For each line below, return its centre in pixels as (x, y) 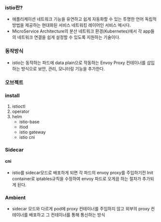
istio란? (14, 7)
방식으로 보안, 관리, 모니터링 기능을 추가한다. (63, 68)
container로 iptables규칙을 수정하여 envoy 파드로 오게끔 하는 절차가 (77, 178)
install (13, 95)
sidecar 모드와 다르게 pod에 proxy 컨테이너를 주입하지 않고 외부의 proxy (81, 209)
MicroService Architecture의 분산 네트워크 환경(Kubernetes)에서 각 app (81, 31)
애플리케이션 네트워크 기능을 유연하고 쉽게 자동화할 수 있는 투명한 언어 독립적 (84, 19)
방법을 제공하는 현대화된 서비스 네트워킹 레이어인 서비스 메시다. (72, 25)
